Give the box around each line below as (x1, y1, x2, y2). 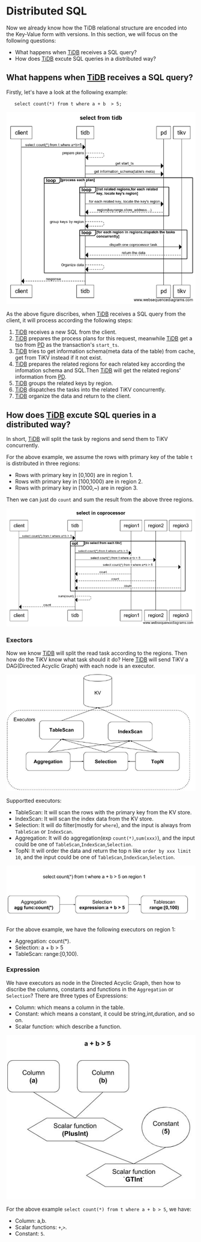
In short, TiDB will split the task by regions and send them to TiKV (6, 435, 168, 443)
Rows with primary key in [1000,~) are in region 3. (14, 484, 138, 491)
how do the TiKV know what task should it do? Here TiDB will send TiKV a (6, 655, 188, 663)
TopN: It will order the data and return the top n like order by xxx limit (14, 847, 191, 855)
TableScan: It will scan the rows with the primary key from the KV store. (14, 809, 192, 816)
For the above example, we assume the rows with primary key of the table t (6, 454, 193, 461)
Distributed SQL (6, 4, 87, 18)
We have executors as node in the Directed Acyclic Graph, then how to (6, 979, 181, 986)
